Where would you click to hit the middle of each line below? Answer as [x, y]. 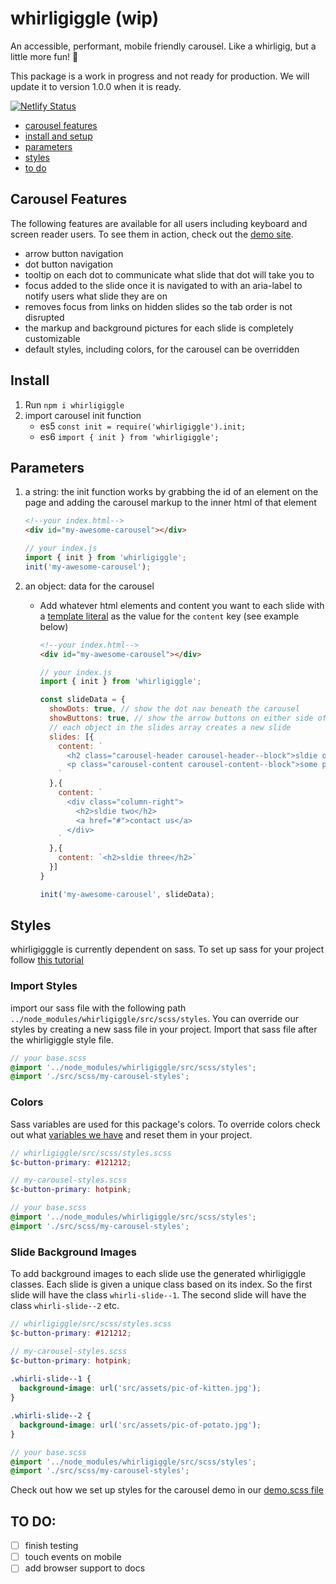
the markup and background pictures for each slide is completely [159, 328]
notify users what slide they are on [96, 296]
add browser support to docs [85, 1568]
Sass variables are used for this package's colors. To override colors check [165, 1124]
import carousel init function [83, 415]
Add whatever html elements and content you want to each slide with [182, 605]
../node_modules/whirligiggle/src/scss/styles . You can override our [154, 1018]
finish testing [51, 1546]
